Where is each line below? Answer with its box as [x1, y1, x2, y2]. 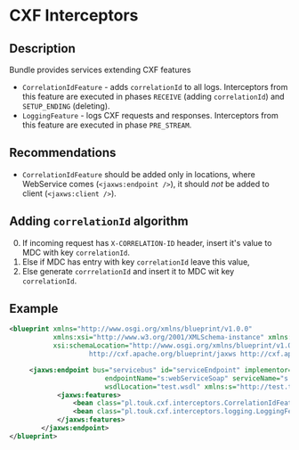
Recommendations [9, 145, 117, 160]
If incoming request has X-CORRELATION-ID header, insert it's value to [21, 237, 272, 248]
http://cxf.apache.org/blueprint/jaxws [88, 349, 238, 359]
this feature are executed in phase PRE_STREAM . [21, 119, 192, 130]
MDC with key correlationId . [21, 247, 131, 258]
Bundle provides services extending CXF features [9, 64, 191, 75]
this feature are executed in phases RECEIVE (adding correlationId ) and [21, 91, 285, 102]
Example [9, 301, 59, 316]
